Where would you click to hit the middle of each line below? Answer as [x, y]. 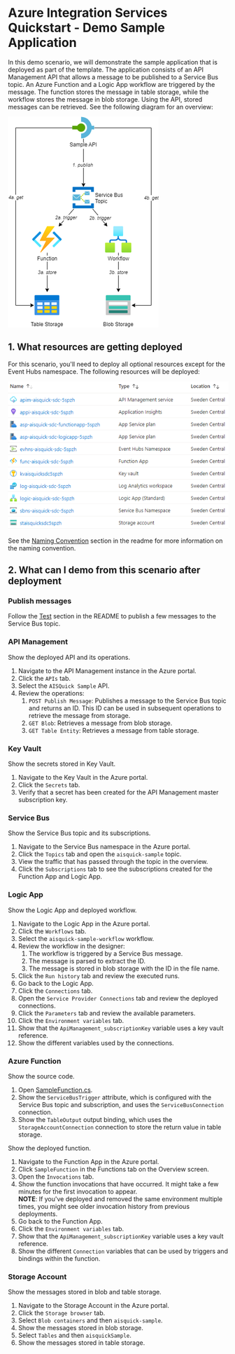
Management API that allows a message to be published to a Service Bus [113, 77]
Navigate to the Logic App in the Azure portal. [84, 923]
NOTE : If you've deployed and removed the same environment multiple [120, 1199]
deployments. [38, 1214]
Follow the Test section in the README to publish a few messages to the [112, 616]
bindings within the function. [59, 1258]
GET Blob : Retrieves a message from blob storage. [100, 723]
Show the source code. [42, 1076]
